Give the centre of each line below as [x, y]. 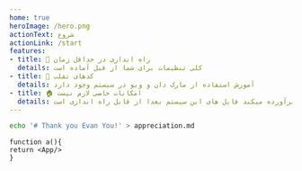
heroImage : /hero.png [50, 26]
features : [28, 51]
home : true [30, 18]
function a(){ [36, 142]
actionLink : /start [46, 43]
